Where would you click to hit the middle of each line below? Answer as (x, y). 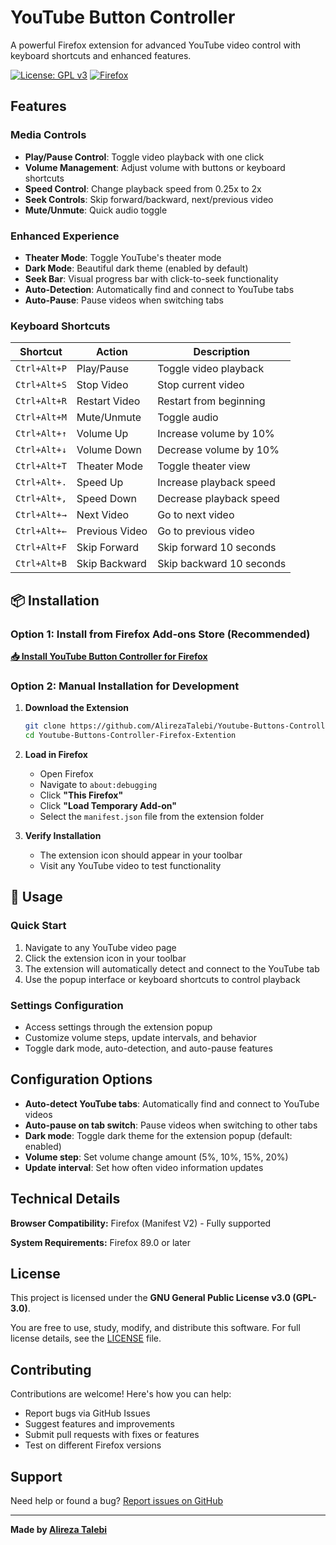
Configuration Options (81, 1079)
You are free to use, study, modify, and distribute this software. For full (155, 1328)
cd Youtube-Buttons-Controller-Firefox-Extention (130, 736)
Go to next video (196, 515)
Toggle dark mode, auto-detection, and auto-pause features (148, 1048)
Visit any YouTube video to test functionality (130, 865)
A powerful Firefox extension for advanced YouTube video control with (156, 45)
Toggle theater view (204, 466)
